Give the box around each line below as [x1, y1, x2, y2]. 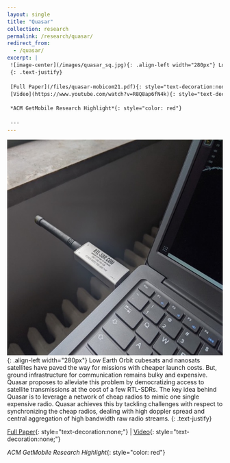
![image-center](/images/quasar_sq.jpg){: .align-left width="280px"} [10, 62, 216, 68]
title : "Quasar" [7, 18, 53, 25]
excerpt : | [7, 55, 38, 62]
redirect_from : [7, 40, 51, 47]
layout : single [7, 11, 51, 18]
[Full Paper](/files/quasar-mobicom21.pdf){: [10, 83, 142, 90]
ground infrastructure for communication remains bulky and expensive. [7, 371, 208, 379]
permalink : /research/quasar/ [7, 33, 94, 40]
